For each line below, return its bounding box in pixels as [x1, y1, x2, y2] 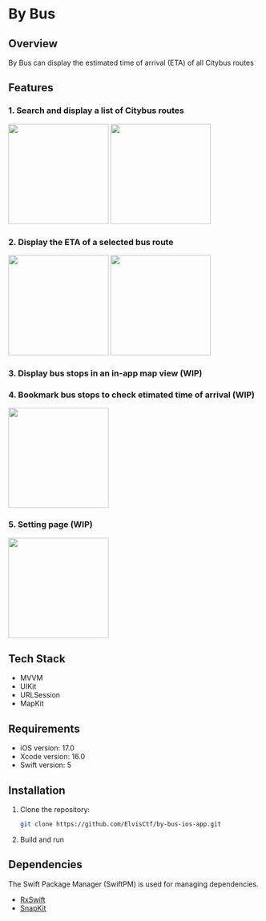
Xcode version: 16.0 [19, 752, 86, 762]
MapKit [19, 698, 44, 709]
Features [8, 81, 54, 95]
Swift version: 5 [19, 760, 72, 770]
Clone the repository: [19, 804, 91, 814]
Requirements [8, 722, 80, 735]
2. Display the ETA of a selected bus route [8, 236, 174, 247]
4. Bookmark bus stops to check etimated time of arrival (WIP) [8, 389, 255, 400]
